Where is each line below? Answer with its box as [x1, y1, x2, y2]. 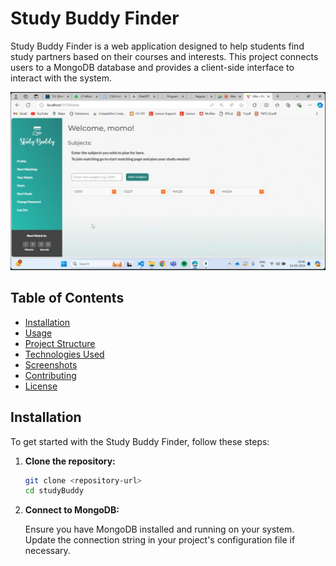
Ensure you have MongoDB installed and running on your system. [24, 523, 295, 536]
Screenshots [24, 358, 78, 371]
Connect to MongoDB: [24, 504, 120, 516]
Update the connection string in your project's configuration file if [24, 534, 296, 546]
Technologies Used [24, 348, 105, 360]
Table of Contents [10, 290, 125, 307]
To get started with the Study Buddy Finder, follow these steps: [10, 435, 270, 447]
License [24, 380, 58, 392]
